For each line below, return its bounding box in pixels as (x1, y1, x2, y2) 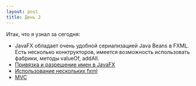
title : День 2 (6, 14, 41, 20)
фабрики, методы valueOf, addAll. (14, 55, 99, 62)
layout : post (6, 8, 38, 15)
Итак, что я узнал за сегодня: (6, 30, 81, 37)
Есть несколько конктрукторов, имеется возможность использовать (14, 48, 191, 55)
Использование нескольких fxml (14, 67, 98, 74)
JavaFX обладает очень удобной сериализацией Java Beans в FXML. (14, 42, 189, 49)
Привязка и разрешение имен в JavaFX (14, 60, 115, 68)
